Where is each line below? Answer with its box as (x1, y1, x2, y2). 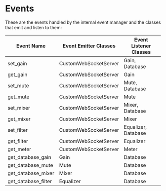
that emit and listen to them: (5, 24, 62, 30)
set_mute (7, 82, 29, 89)
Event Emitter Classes (62, 42, 116, 49)
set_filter (7, 126, 28, 133)
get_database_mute (7, 161, 53, 168)
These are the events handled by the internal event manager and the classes (5, 19, 161, 25)
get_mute (7, 93, 30, 100)
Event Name (16, 42, 46, 49)
